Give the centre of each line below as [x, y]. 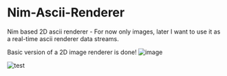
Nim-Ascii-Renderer [66, 13]
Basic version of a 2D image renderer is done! [72, 52]
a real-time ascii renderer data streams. [63, 38]
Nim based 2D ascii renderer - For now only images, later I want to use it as [114, 31]
